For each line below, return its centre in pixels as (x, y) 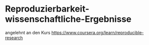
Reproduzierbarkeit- (47, 9)
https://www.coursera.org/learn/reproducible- (98, 32)
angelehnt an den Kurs (28, 32)
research (14, 38)
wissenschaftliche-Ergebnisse (68, 19)
